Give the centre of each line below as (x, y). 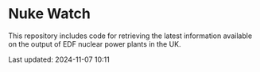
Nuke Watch (50, 14)
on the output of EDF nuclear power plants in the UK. (95, 44)
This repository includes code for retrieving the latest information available (130, 36)
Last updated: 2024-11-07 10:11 (59, 59)
